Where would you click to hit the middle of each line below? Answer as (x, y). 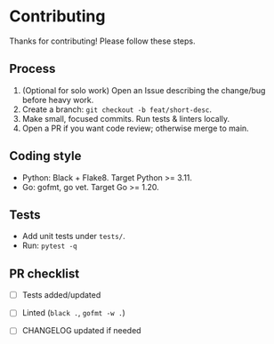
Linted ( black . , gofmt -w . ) (74, 313)
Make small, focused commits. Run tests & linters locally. (126, 118)
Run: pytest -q (49, 245)
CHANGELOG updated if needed (81, 331)
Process (32, 69)
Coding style (45, 156)
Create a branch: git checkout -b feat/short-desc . (117, 109)
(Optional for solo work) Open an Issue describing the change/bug (144, 90)
